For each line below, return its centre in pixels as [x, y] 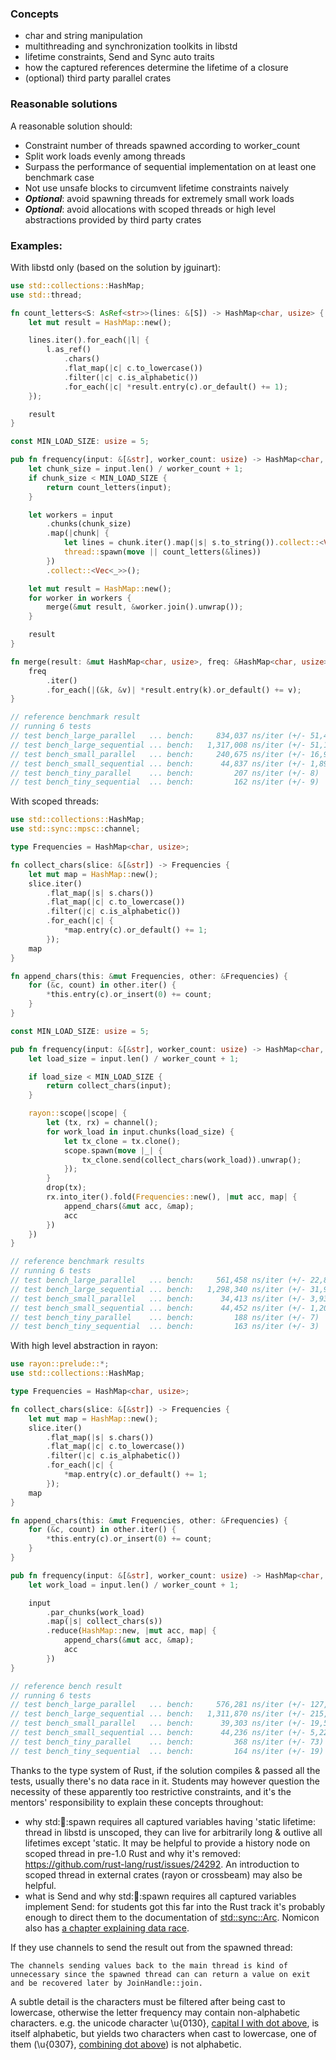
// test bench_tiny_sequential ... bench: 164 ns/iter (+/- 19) [167, 1751]
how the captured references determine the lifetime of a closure [156, 68]
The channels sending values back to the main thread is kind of [149, 1965]
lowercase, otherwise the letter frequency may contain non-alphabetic [155, 2012]
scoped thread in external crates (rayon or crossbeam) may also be [163, 1874]
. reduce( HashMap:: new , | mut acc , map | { [131, 1631]
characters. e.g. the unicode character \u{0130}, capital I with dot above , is [165, 2023]
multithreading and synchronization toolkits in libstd [131, 46]
